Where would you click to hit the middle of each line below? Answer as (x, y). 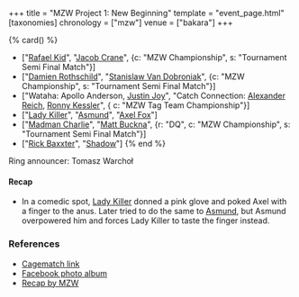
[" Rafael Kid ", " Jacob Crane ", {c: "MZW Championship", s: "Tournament (154, 57)
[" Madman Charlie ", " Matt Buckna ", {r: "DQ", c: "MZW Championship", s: (156, 124)
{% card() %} (33, 40)
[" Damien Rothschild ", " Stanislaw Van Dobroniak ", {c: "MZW (133, 76)
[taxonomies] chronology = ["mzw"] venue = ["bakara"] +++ (121, 22)
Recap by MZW (50, 283)
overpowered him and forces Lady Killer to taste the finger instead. (145, 220)
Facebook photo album (64, 273)
